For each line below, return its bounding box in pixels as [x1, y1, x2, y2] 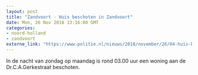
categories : [6, 25, 35, 31]
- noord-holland [6, 30, 46, 36]
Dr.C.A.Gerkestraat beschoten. [6, 63, 81, 70]
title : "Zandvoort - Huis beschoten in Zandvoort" [6, 14, 133, 20]
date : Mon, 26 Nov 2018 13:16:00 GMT [6, 19, 99, 25]
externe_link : [6, 42, 41, 47]
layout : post [6, 8, 38, 15]
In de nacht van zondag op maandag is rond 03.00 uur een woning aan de [6, 57, 186, 64]
